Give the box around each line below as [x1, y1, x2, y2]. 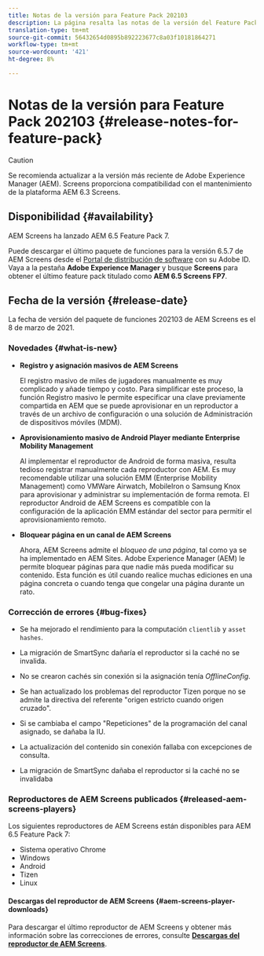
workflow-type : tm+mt [8, 41, 79, 49]
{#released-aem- [179, 793, 247, 804]
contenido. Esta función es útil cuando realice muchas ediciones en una [19, 570, 253, 580]
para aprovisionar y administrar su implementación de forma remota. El [19, 489, 250, 499]
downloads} [8, 904, 49, 914]
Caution [8, 155, 34, 165]
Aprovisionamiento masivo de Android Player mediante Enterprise [19, 433, 240, 442]
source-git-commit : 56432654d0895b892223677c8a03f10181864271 [8, 33, 216, 42]
